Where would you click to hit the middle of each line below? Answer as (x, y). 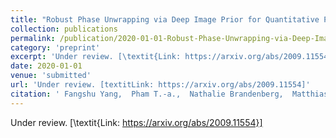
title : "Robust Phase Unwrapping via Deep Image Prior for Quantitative (165, 19)
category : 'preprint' (55, 47)
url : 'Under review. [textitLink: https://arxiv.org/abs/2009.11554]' (160, 85)
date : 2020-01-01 (46, 66)
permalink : (33, 38)
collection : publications (64, 29)
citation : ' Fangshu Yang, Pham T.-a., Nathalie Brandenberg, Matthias (169, 94)
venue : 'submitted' (51, 76)
